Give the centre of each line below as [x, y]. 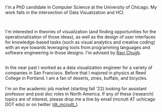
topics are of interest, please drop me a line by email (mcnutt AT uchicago [80, 99]
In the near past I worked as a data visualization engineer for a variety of [79, 67]
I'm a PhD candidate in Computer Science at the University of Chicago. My [81, 7]
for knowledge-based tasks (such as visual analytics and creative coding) [80, 42]
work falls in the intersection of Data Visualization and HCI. [65, 12]
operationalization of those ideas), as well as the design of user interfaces [80, 37]
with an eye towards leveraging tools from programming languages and [78, 47]
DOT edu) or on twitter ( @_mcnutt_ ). [42, 104]
